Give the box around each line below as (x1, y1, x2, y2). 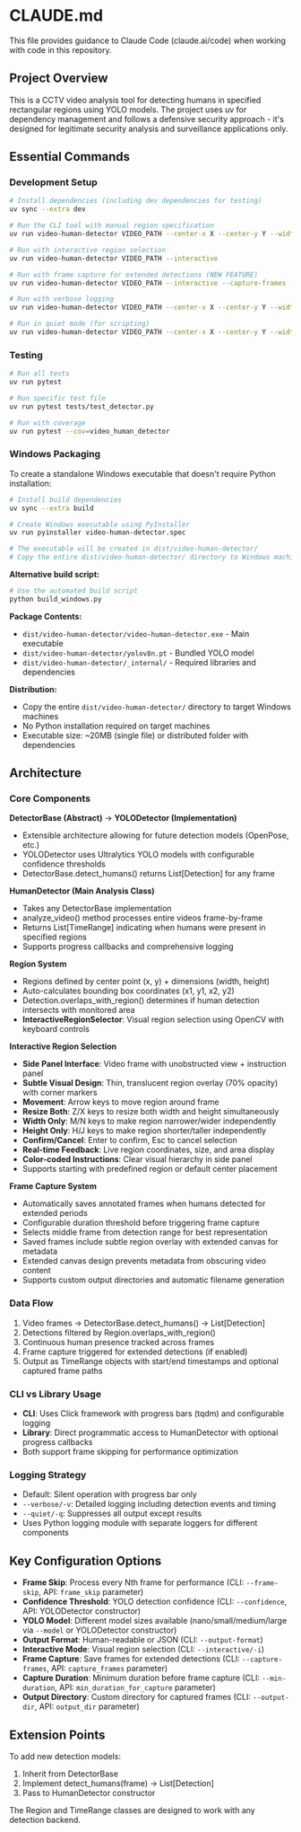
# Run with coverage (9, 418, 87, 427)
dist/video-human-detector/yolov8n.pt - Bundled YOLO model (21, 647, 254, 658)
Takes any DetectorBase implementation (21, 903, 172, 914)
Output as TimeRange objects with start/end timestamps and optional (21, 1355, 279, 1366)
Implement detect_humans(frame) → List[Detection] (21, 1777, 215, 1788)
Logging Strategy (9, 1468, 87, 1481)
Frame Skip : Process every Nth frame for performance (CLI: (21, 1577, 245, 1588)
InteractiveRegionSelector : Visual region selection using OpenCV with (21, 1014, 284, 1025)
